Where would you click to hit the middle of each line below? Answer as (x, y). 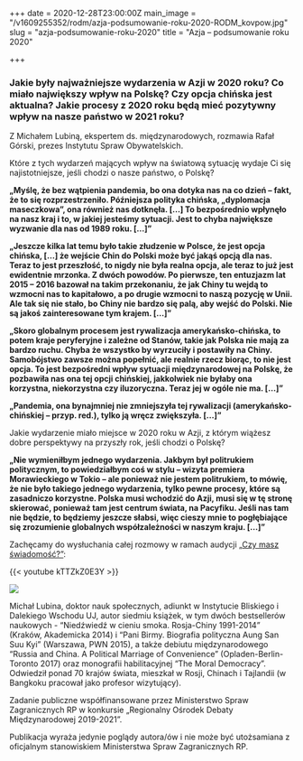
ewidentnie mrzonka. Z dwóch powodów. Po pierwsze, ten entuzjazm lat (147, 275)
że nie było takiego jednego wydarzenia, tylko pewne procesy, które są (145, 489)
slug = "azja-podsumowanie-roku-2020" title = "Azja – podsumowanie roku (150, 32)
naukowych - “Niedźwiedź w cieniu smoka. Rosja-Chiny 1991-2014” (135, 626)
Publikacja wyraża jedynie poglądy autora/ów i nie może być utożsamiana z (150, 737)
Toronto (24, 664)
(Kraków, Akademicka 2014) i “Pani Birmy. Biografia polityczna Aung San (144, 635)
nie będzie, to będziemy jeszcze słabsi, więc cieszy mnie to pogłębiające (149, 517)
